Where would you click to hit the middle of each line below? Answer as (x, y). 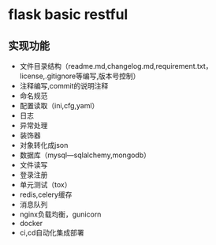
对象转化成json (44, 145)
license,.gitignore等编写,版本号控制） (80, 76)
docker (31, 223)
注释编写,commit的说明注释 (64, 86)
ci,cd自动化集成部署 (52, 232)
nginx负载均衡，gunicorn (60, 214)
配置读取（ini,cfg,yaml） (59, 106)
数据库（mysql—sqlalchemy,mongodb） (85, 155)
